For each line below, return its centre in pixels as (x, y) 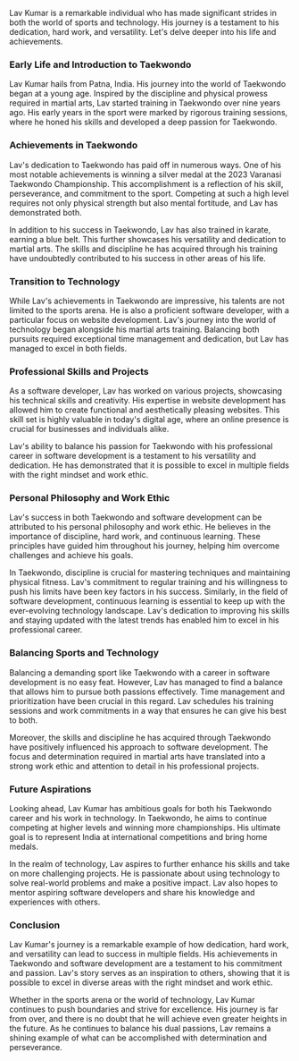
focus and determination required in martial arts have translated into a (137, 756)
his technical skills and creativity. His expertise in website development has (148, 401)
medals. (24, 847)
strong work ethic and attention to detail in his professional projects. (134, 766)
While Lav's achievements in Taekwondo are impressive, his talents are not (147, 301)
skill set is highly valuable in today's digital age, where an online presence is (149, 420)
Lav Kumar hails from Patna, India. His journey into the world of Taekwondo (148, 84)
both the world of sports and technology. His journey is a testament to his (144, 22)
